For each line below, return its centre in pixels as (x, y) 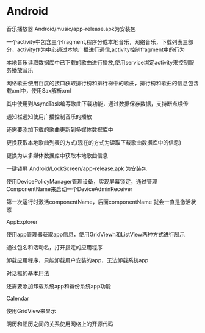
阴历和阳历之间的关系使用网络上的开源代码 (60, 324)
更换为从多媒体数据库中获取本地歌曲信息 (57, 155)
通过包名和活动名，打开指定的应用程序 (54, 247)
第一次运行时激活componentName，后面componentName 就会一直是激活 (99, 202)
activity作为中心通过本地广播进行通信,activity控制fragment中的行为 (101, 49)
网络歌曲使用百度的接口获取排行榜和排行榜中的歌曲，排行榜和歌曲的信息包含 (103, 83)
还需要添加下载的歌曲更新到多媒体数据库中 (60, 129)
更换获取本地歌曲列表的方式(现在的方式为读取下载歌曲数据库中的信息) (94, 142)
